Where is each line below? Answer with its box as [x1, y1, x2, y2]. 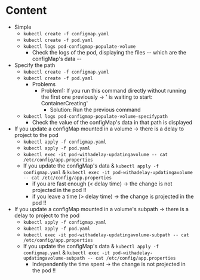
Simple [14, 23, 32, 31]
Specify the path [14, 61, 56, 69]
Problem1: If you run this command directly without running [41, 87, 186, 94]
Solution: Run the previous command [50, 106, 141, 113]
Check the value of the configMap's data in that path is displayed [32, 118, 192, 126]
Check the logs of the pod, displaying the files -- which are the [32, 48, 186, 56]
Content [5, 4, 47, 17]
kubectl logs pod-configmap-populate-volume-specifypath [23, 113, 168, 120]
